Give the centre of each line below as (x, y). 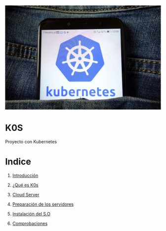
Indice (18, 161)
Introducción (25, 175)
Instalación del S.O (31, 214)
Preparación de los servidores (43, 204)
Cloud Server (26, 194)
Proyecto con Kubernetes (31, 141)
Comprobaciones (30, 223)
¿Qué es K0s (25, 185)
